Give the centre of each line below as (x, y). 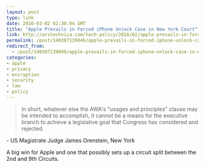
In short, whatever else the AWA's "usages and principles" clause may (110, 109)
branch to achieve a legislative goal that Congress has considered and (110, 122)
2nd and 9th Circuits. (33, 158)
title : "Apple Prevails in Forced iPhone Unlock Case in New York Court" (102, 29)
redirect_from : (26, 46)
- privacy (19, 69)
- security (20, 80)
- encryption (23, 75)
